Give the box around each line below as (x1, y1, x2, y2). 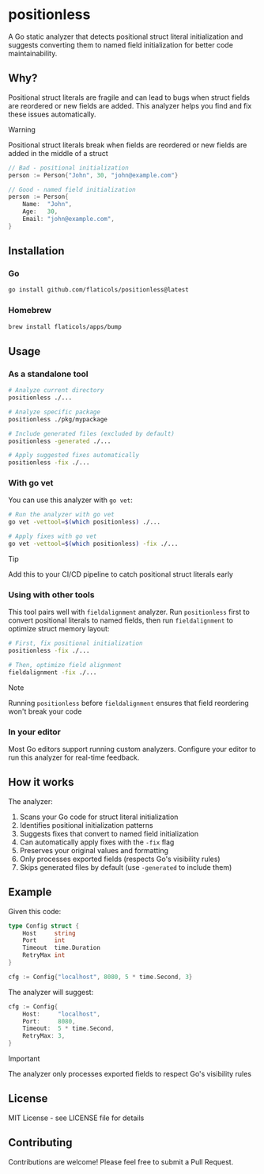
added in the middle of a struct (8, 148, 108, 158)
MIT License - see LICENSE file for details (8, 1113, 145, 1123)
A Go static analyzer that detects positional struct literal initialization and (8, 32, 243, 41)
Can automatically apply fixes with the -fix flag (19, 837, 175, 847)
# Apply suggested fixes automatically (8, 452, 140, 459)
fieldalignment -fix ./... (8, 668, 97, 677)
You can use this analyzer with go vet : (8, 495, 133, 505)
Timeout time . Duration (22, 944, 101, 952)
